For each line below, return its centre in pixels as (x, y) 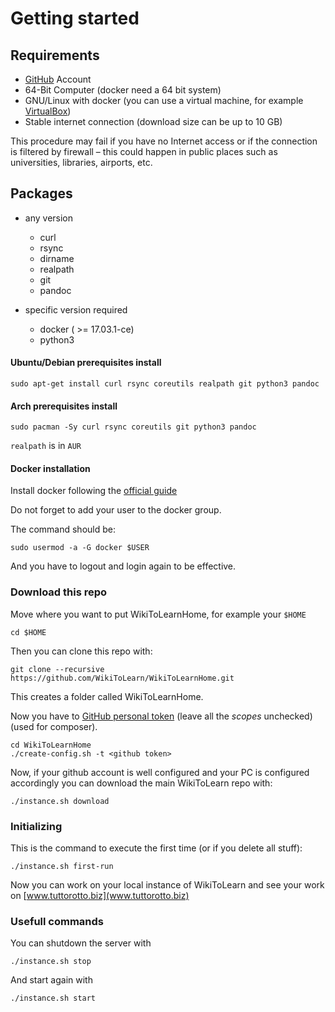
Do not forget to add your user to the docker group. (116, 510)
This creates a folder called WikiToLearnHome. (107, 696)
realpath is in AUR (46, 446)
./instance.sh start (53, 998)
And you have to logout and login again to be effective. (123, 566)
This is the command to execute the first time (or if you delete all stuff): (156, 848)
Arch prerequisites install (64, 406)
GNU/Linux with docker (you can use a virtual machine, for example (164, 100)
